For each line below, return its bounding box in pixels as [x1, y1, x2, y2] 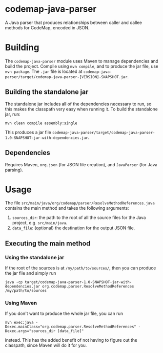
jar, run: [5, 111, 20, 117]
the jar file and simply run [5, 270, 56, 276]
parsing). [5, 167, 23, 173]
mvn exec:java [5, 320, 34, 325]
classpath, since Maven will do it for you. [5, 342, 87, 348]
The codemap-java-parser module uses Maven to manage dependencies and [5, 58, 159, 64]
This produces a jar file [5, 129, 51, 135]
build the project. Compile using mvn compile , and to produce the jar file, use [5, 63, 159, 69]
